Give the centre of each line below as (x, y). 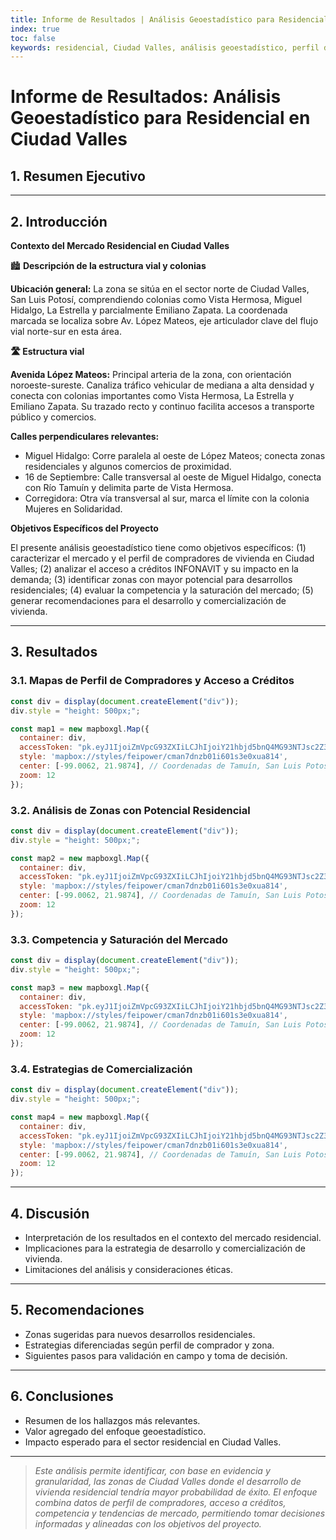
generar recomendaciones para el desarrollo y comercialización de (148, 601)
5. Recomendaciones (77, 1310)
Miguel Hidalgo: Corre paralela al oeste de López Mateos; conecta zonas (175, 456)
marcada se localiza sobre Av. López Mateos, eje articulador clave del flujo (164, 321)
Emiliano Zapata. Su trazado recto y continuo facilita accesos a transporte (162, 407)
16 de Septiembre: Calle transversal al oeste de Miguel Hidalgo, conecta (173, 477)
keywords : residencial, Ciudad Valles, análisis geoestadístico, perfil (165, 47)
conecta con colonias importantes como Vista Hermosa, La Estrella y (152, 396)
